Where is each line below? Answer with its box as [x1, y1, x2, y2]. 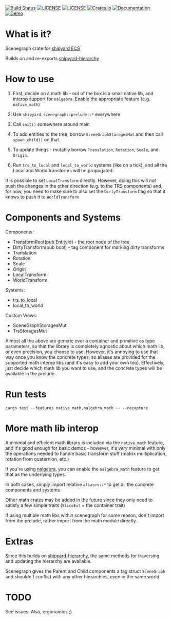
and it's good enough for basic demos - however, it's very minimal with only [5, 445, 166, 451]
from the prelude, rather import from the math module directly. [5, 517, 138, 524]
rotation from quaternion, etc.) [5, 455, 69, 462]
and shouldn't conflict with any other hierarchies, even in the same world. [5, 573, 161, 579]
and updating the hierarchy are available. [5, 558, 92, 564]
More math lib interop [5, 422, 99, 434]
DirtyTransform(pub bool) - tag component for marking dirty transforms [12, 244, 165, 250]
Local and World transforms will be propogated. [12, 167, 114, 173]
